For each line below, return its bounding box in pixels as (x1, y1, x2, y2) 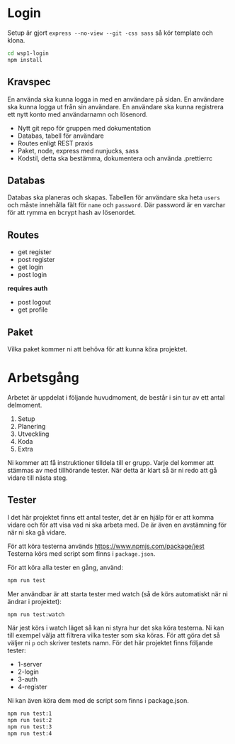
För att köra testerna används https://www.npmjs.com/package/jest (7, 542, 205, 550)
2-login (17, 667, 39, 676)
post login (17, 270, 47, 279)
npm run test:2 (7, 717, 52, 724)
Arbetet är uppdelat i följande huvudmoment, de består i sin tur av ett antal (7, 393, 225, 402)
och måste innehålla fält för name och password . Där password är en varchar (7, 201, 226, 209)
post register (17, 256, 55, 264)
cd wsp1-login (7, 50, 50, 57)
